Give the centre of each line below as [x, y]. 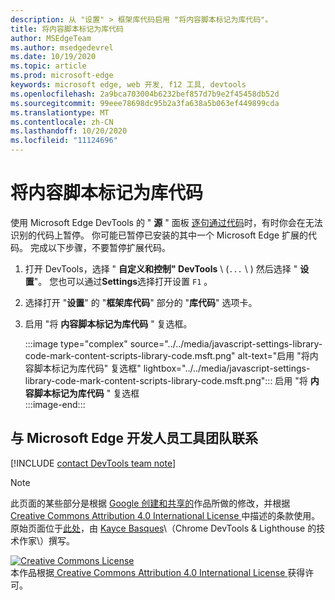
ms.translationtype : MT [60, 112]
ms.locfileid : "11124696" [64, 141]
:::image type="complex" [76, 343]
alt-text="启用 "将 [273, 355]
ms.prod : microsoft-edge [62, 76]
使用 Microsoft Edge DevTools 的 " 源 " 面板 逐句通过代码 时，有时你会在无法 [166, 222]
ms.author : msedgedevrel [62, 47]
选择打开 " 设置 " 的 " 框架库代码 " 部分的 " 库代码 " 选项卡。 [141, 302]
